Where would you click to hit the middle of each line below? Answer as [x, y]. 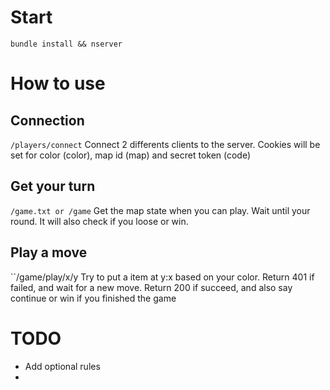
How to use [58, 83]
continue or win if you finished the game [93, 298]
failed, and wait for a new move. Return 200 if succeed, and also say [151, 287]
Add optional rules [62, 366]
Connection [47, 120]
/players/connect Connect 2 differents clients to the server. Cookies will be [165, 144]
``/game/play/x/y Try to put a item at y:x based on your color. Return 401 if [162, 277]
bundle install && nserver [66, 44]
